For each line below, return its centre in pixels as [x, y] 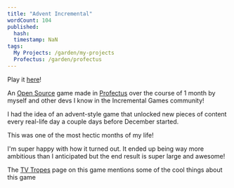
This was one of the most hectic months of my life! [81, 135]
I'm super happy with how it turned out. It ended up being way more [106, 149]
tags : [15, 46]
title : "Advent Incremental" [50, 14]
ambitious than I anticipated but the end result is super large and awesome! [116, 156]
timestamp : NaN [36, 40]
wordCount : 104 [30, 20]
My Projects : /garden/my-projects [64, 53]
